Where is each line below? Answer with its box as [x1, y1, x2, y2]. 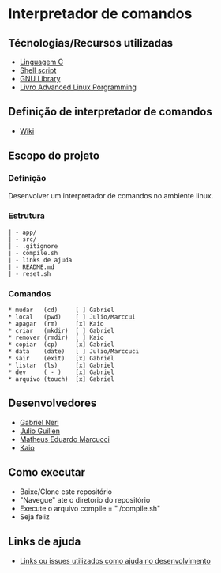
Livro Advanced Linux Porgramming [19, 82, 137, 92]
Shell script [19, 66, 57, 75]
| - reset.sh [8, 270, 51, 277]
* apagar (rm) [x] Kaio [8, 320, 104, 328]
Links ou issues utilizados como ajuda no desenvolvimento [19, 556, 211, 565]
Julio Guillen [19, 426, 61, 435]
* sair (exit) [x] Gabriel [8, 355, 114, 363]
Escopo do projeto [8, 149, 100, 163]
